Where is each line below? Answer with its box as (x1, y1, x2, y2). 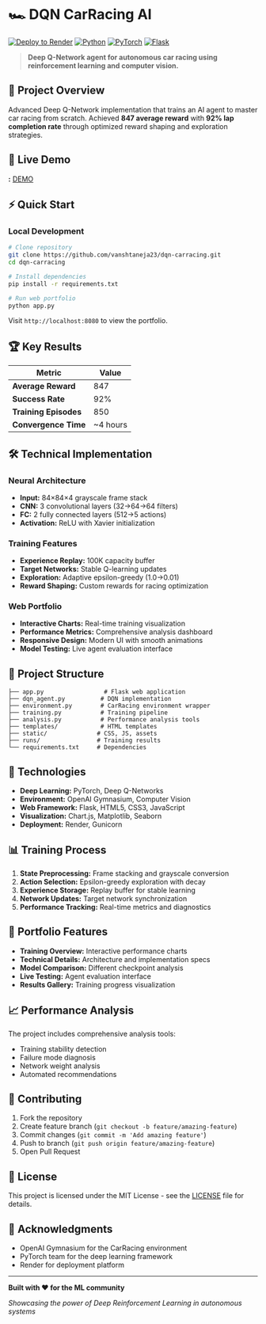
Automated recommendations (19, 1069, 117, 1079)
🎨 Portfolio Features (8, 925, 108, 938)
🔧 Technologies (8, 765, 86, 778)
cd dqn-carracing (8, 258, 66, 266)
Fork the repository (19, 1113, 83, 1123)
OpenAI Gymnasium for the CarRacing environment (19, 1243, 188, 1253)
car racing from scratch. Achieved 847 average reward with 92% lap (8, 113, 235, 123)
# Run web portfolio (8, 294, 77, 302)
